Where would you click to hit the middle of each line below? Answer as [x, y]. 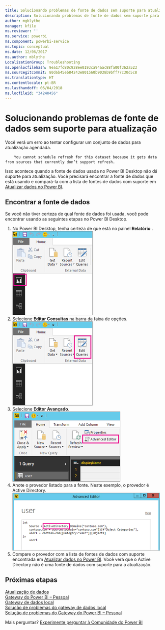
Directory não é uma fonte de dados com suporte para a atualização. [82, 565]
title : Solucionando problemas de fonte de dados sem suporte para [76, 10]
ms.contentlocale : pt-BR [30, 83]
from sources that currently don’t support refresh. [60, 162]
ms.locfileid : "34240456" [31, 93]
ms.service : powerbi [26, 36]
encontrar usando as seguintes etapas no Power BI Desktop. [66, 219]
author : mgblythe [23, 21]
